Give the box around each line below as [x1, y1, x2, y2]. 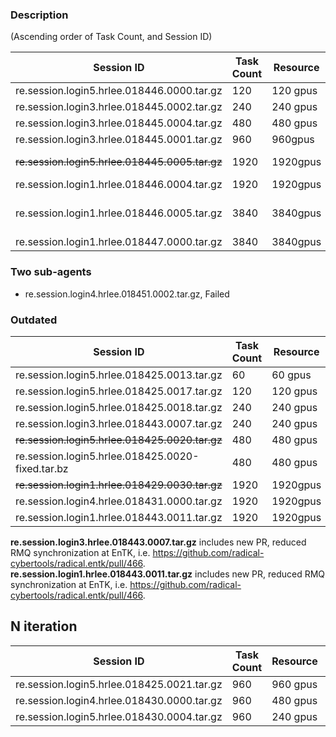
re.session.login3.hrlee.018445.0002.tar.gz [15, 100, 223, 114]
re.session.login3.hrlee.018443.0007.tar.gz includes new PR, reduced [10, 536, 307, 548]
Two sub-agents [10, 265, 92, 279]
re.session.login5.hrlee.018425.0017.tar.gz [15, 384, 223, 398]
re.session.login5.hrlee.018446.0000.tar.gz [15, 84, 223, 98]
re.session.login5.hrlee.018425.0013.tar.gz [15, 368, 223, 382]
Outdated [10, 313, 58, 327]
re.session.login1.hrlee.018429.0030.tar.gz [15, 478, 223, 492]
